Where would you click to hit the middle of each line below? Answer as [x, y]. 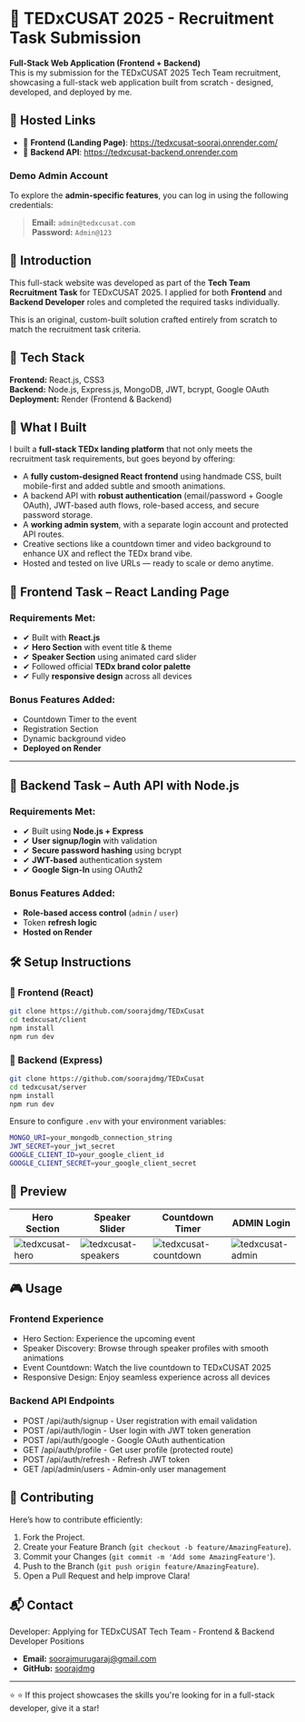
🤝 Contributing [52, 1498]
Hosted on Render [57, 932]
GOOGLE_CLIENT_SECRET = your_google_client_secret [103, 1163]
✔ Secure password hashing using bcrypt [102, 851]
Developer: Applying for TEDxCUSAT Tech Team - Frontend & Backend [142, 1632]
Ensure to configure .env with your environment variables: [118, 1122]
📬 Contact [41, 1605]
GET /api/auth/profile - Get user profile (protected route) [128, 1450]
